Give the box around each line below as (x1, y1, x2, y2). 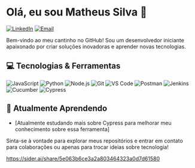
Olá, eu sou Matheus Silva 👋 (6, 5, 148, 19)
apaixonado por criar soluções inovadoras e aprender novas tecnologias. (6, 43, 187, 50)
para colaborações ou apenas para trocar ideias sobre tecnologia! (6, 143, 169, 151)
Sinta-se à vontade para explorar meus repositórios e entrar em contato (6, 137, 184, 144)
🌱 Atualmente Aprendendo (6, 104, 108, 114)
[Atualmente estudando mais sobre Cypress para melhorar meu (14, 119, 172, 126)
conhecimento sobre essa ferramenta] (14, 125, 109, 133)
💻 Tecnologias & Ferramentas (6, 61, 121, 71)
